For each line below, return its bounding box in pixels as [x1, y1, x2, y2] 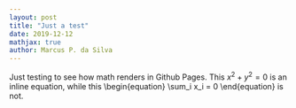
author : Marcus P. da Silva [9, 46, 113, 55]
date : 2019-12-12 [9, 29, 74, 38]
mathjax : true [9, 37, 62, 47]
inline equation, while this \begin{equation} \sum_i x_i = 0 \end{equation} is [9, 81, 284, 91]
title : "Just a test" [9, 21, 90, 30]
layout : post [9, 12, 58, 22]
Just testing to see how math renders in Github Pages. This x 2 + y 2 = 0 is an [9, 70, 288, 82]
